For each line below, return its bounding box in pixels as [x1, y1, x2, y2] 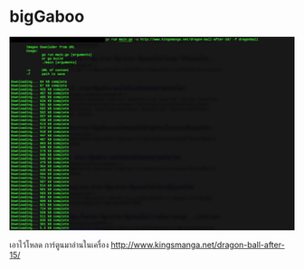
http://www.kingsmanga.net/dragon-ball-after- [110, 239, 285, 250]
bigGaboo [9, 6, 85, 27]
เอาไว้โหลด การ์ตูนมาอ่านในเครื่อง [9, 239, 109, 250]
